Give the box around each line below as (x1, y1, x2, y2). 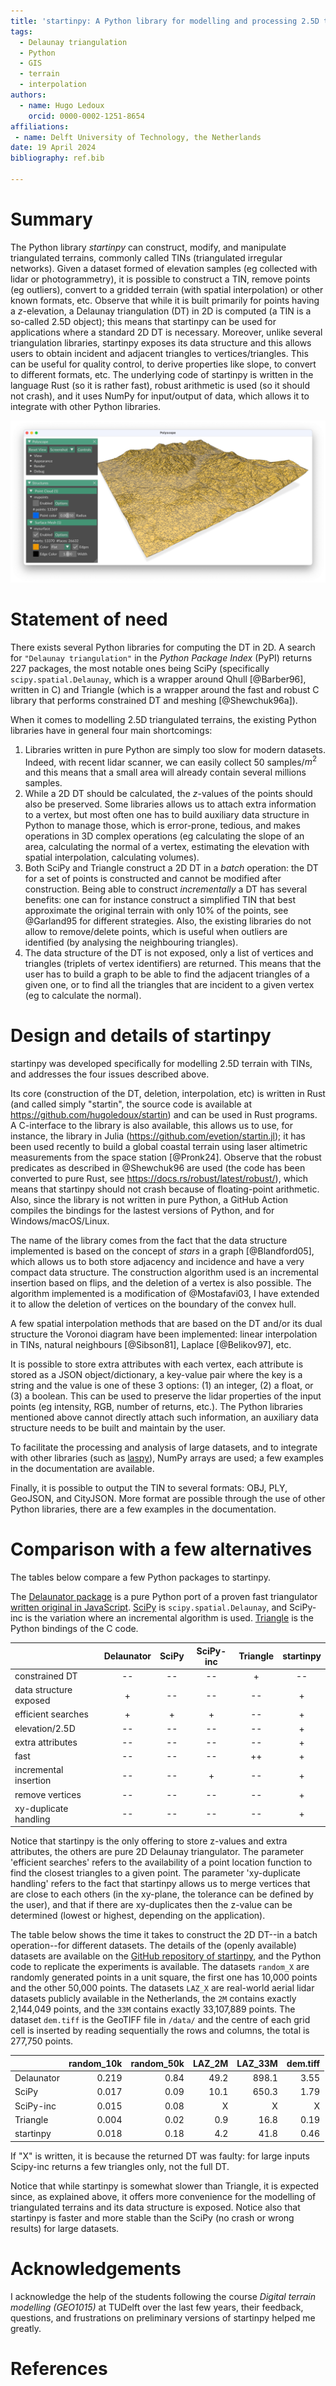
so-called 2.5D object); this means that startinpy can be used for (10, 315, 277, 327)
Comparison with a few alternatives (10, 1538, 313, 1561)
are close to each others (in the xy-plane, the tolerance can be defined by (10, 1888, 314, 1900)
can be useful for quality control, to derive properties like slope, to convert (10, 358, 317, 370)
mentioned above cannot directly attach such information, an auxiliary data (10, 1411, 319, 1424)
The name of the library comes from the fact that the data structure (10, 1235, 288, 1247)
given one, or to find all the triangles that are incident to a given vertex (24, 979, 315, 991)
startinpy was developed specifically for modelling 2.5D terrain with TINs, (10, 1058, 313, 1070)
